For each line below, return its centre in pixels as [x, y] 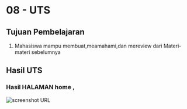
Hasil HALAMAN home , [40, 87]
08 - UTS [28, 10]
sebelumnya [46, 52]
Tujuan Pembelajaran [45, 32]
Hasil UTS [24, 71]
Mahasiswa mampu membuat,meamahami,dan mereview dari [88, 46]
